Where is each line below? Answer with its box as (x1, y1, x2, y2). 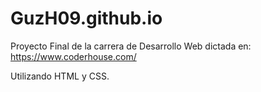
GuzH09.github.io (10, 7, 163, 30)
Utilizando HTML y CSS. (10, 70, 110, 82)
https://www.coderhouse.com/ (10, 50, 137, 62)
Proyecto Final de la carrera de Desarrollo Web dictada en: (10, 40, 252, 52)
